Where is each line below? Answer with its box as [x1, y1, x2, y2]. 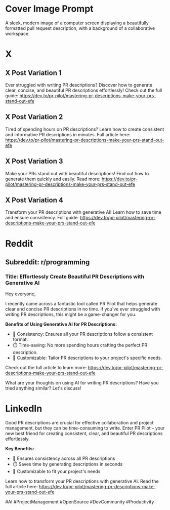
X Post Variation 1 [5, 68, 62, 77]
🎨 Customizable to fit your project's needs [12, 468, 101, 475]
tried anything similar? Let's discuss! [5, 385, 81, 391]
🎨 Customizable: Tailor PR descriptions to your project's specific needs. [12, 355, 162, 361]
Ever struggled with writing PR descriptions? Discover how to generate [5, 82, 153, 88]
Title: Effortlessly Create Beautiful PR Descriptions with [5, 273, 145, 280]
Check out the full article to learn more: [5, 365, 87, 371]
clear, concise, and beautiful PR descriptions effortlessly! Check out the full [5, 87, 162, 93]
